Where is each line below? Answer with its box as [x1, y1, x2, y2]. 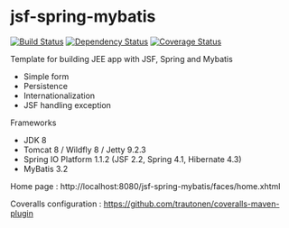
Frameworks [10, 117, 57, 128]
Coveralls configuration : [10, 198, 102, 209]
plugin [10, 207, 34, 218]
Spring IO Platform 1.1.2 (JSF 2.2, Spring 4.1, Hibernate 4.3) [23, 153, 242, 164]
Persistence [23, 80, 69, 91]
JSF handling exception [23, 99, 112, 110]
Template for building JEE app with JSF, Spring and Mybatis [10, 53, 233, 64]
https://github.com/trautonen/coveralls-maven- [103, 198, 280, 209]
